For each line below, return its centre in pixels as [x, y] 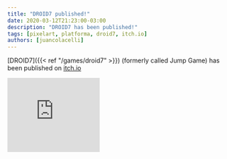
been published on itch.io [44, 68]
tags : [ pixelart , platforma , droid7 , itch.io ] [77, 34]
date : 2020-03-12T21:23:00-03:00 [57, 21]
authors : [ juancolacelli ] [45, 40]
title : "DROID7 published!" [49, 14]
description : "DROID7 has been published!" [73, 27]
